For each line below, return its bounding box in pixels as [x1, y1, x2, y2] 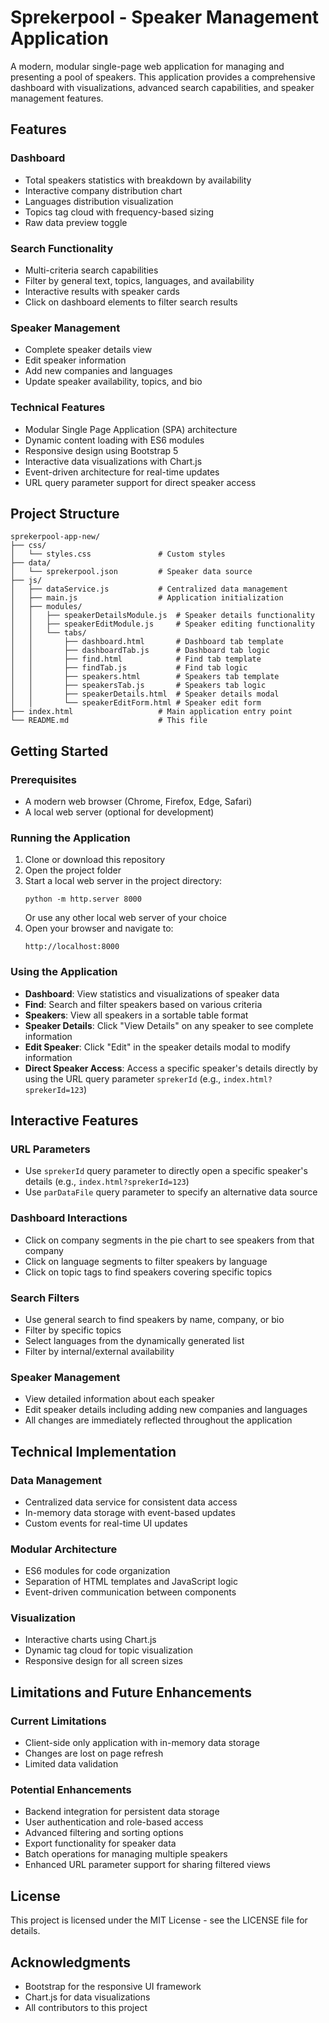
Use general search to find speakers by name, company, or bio [24, 1313, 285, 1325]
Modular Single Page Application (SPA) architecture [24, 423, 238, 435]
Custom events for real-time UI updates [24, 1517, 188, 1529]
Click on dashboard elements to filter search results [24, 296, 238, 308]
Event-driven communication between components [24, 1586, 237, 1598]
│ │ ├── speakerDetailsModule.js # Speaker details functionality [10, 611, 315, 621]
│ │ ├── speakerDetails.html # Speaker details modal [10, 689, 280, 700]
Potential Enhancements [10, 1783, 132, 1797]
